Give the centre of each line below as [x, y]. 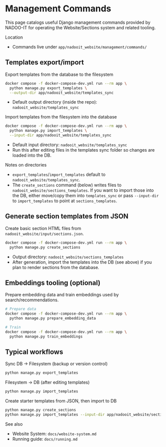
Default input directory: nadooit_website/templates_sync [70, 145]
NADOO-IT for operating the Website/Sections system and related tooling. [81, 27]
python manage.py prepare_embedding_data [53, 318]
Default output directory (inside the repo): [55, 102]
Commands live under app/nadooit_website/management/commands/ [80, 47]
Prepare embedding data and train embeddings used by [62, 295]
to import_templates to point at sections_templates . [65, 201]
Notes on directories [26, 165]
